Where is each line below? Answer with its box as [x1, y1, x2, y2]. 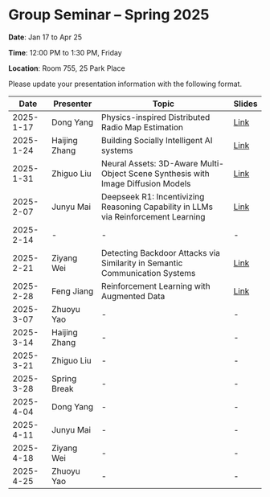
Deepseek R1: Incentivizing [101, 191, 205, 202]
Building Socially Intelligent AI [101, 134, 213, 146]
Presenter [53, 98, 92, 109]
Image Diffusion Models [101, 178, 191, 189]
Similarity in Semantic [101, 257, 183, 269]
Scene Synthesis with [128, 167, 211, 179]
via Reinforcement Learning [101, 211, 206, 222]
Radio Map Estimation [101, 121, 183, 133]
